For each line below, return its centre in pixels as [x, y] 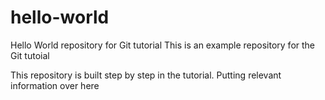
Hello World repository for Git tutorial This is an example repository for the [163, 45]
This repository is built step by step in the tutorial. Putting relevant [146, 75]
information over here [55, 85]
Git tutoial [30, 55]
